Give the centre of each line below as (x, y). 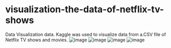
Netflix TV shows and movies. (36, 40)
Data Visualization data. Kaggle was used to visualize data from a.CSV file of (86, 34)
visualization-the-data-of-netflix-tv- (85, 9)
